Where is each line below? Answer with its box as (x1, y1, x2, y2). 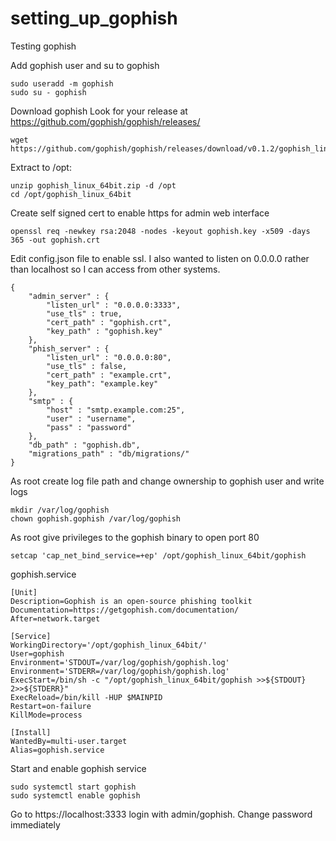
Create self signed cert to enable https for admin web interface (10, 207, 270, 219)
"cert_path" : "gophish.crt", (46, 317, 172, 327)
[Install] (10, 727, 52, 737)
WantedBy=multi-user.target (10, 736, 128, 746)
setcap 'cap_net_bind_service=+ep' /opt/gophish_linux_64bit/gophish (10, 550, 307, 561)
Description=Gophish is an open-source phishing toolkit (10, 596, 253, 606)
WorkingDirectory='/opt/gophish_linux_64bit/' (10, 640, 208, 650)
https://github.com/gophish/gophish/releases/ (10, 115, 201, 127)
